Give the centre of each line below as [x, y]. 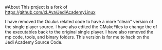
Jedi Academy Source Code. [34, 42]
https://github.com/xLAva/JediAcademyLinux [50, 12]
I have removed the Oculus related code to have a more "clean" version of [79, 22]
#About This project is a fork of [36, 7]
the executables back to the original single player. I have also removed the [79, 32]
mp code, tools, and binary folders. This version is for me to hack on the [77, 37]
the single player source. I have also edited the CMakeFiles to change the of [81, 27]
